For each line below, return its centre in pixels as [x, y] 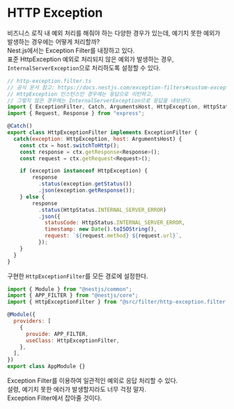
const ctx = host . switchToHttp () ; [70, 145]
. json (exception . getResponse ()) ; [87, 191]
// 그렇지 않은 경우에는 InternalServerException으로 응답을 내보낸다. [100, 100]
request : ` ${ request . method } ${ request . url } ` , [113, 236]
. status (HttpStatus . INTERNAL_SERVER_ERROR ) [102, 210]
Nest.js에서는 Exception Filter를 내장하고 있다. [71, 50]
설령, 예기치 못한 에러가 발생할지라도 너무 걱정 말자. [77, 389]
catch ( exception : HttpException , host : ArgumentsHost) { [98, 139]
